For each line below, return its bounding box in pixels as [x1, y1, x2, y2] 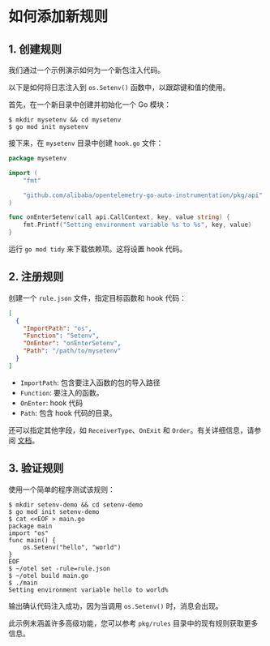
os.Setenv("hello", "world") [23, 543, 122, 551]
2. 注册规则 [8, 270, 64, 284]
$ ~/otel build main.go [8, 571, 89, 580]
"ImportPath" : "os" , [23, 324, 92, 332]
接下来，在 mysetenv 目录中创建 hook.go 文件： [8, 139, 164, 148]
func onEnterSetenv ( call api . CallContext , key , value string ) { [8, 213, 230, 221]
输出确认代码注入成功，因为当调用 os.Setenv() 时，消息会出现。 [8, 601, 223, 610]
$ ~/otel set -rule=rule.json [8, 564, 111, 572]
